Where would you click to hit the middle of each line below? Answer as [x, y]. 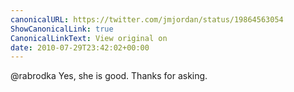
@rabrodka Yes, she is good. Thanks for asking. [109, 76]
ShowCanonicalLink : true [62, 29]
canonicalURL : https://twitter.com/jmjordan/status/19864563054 [147, 19]
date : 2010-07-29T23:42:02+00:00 [80, 47]
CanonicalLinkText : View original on [89, 38]
